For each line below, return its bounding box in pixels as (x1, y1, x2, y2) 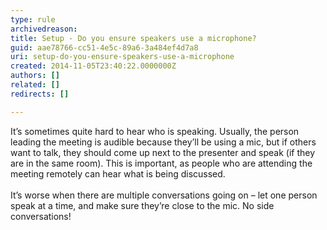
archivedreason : (10, 24, 78, 34)
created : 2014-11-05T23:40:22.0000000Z (10, 61, 177, 71)
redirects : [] (10, 89, 70, 99)
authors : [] (10, 71, 60, 81)
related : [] (10, 80, 60, 90)
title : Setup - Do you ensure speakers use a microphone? (10, 33, 257, 43)
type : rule (10, 14, 56, 25)
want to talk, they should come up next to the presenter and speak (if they (10, 146, 316, 158)
